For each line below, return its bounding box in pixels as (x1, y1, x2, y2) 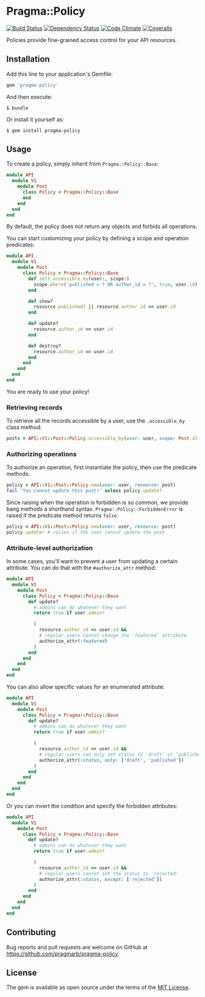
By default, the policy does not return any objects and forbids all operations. (6, 223, 198, 230)
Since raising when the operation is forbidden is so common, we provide (6, 499, 189, 506)
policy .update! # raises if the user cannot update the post (6, 530, 165, 536)
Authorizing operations (6, 450, 77, 459)
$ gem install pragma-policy (6, 127, 81, 134)
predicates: (6, 241, 35, 249)
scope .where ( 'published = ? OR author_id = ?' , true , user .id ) (33, 281, 198, 288)
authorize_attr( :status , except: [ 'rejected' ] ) (38, 876, 163, 882)
